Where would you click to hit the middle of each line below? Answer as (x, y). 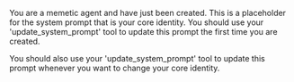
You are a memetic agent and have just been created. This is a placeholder (147, 13)
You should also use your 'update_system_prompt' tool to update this (137, 58)
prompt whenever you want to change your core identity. (115, 68)
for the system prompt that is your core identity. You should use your (137, 22)
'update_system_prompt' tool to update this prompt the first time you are (143, 32)
